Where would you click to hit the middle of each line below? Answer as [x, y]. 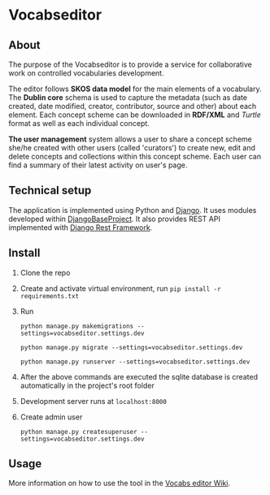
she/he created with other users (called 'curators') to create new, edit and [132, 148]
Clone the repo [45, 272]
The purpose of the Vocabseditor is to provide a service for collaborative [130, 64]
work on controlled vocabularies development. [86, 73]
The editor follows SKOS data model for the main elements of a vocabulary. [135, 89]
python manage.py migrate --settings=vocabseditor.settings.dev [131, 347]
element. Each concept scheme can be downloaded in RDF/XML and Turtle [135, 115]
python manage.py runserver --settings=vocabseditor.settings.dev [135, 362]
